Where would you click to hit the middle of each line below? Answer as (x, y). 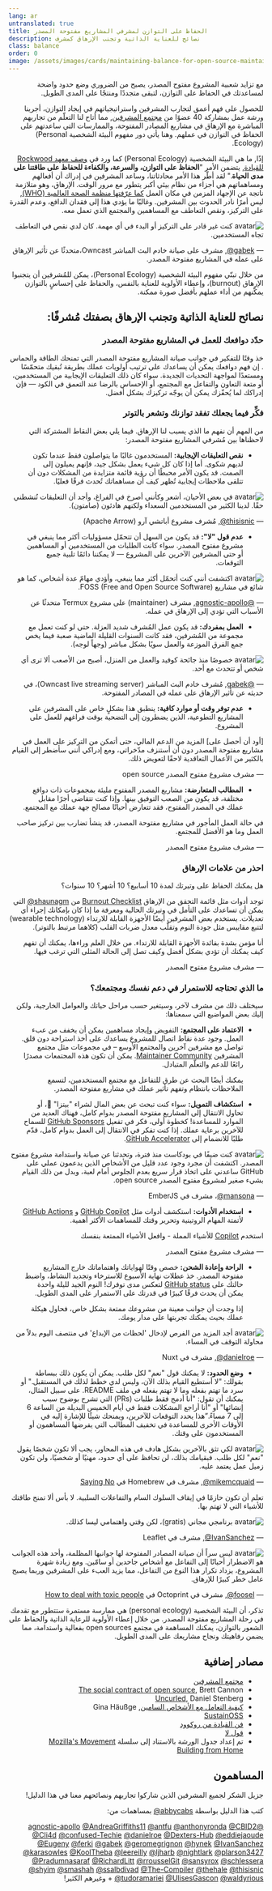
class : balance (34, 46)
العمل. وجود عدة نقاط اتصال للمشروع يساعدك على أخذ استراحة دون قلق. (132, 1038)
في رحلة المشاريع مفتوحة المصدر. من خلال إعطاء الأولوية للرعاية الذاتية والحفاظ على (136, 1619)
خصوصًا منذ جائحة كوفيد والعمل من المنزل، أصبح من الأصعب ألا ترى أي (127, 659)
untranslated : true (41, 23)
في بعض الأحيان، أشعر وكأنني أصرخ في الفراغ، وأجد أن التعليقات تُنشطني (123, 496)
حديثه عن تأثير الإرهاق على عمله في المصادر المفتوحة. (183, 692)
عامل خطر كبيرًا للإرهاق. (227, 1579)
